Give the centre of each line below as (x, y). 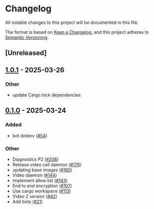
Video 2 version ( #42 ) (35, 196)
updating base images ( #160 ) (42, 170)
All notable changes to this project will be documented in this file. (72, 22)
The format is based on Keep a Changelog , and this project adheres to (77, 32)
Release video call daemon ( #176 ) (47, 164)
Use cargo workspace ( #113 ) (41, 191)
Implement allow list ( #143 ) (40, 180)
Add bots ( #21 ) (28, 202)
